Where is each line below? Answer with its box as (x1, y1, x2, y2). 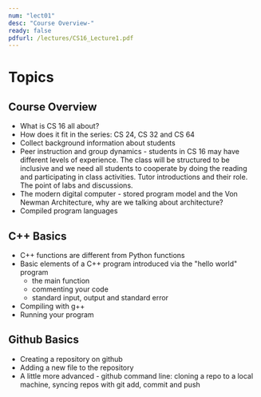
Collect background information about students (19, 138, 176, 148)
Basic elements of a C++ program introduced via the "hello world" (19, 259, 238, 268)
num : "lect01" (8, 11, 56, 20)
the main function (31, 276, 90, 286)
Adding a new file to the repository (19, 363, 134, 372)
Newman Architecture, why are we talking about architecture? (19, 197, 223, 208)
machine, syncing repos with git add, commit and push (19, 379, 201, 389)
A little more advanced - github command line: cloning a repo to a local (19, 371, 254, 380)
